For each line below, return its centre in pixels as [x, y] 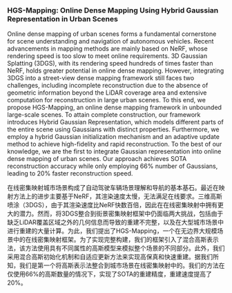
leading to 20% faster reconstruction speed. [70, 173]
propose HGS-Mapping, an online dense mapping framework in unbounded [115, 107]
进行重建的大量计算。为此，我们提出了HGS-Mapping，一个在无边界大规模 [112, 231]
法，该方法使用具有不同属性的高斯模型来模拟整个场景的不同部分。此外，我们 [116, 248]
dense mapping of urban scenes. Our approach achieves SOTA [97, 159]
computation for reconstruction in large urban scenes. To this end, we [106, 100]
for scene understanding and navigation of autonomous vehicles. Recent [110, 41]
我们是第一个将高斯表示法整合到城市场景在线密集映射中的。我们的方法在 [122, 265]
